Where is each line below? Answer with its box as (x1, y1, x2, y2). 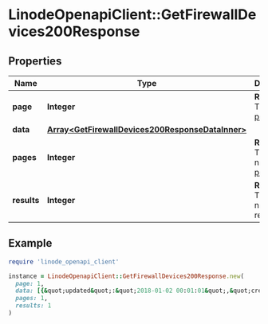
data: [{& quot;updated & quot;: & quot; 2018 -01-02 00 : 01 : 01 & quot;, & (15, 287, 234, 295)
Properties (8, 54, 62, 68)
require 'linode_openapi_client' (8, 257, 120, 266)
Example (8, 236, 53, 250)
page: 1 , (15, 279, 45, 287)
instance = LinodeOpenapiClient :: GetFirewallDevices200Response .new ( (8, 272, 245, 280)
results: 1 (15, 302, 52, 310)
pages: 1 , (15, 295, 48, 303)
